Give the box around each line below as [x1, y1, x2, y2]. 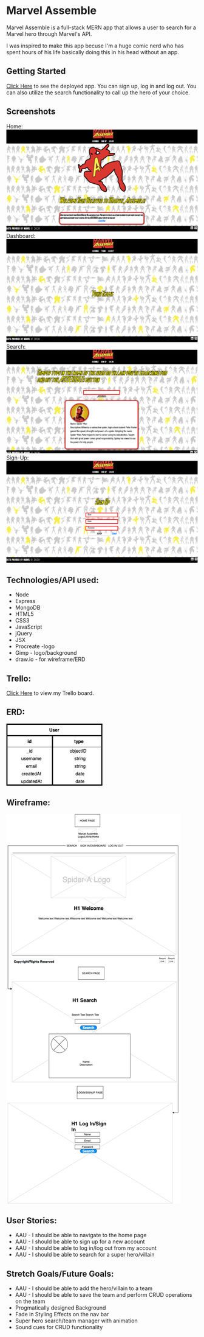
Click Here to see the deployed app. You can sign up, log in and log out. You [6, 82, 197, 89]
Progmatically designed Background [15, 1304, 106, 1311]
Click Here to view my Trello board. [6, 689, 94, 697]
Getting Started [6, 66, 66, 77]
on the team [15, 1297, 46, 1305]
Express [15, 598, 36, 605]
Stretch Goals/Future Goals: [6, 1268, 114, 1279]
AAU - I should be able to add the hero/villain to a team [15, 1285, 153, 1292]
